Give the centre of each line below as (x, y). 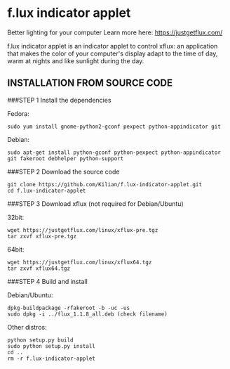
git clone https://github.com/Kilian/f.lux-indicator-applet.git (104, 184)
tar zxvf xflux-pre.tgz (42, 236)
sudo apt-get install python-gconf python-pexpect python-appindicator (114, 153)
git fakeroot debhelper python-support (66, 158)
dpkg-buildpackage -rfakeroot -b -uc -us (69, 308)
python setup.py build (40, 340)
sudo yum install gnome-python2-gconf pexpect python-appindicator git (114, 127)
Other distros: (27, 327)
